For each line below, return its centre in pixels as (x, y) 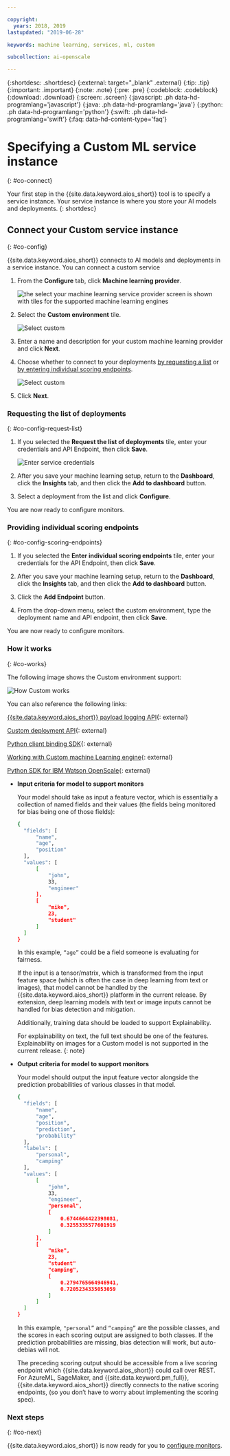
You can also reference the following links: (67, 704)
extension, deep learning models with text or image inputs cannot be (114, 1002)
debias (26, 1350)
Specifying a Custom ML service (102, 147)
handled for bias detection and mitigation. (76, 1010)
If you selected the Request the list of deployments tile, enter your (112, 442)
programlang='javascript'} (44, 104)
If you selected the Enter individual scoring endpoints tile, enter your (116, 556)
